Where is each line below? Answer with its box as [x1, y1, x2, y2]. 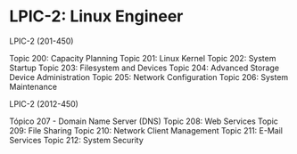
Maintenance [9, 81, 58, 92]
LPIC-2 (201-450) [9, 36, 74, 46]
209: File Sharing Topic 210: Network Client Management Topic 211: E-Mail [9, 125, 284, 135]
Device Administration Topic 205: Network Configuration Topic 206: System [9, 71, 289, 82]
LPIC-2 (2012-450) [9, 98, 78, 109]
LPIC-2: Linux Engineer [9, 6, 184, 27]
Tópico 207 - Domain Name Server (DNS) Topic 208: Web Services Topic [9, 116, 279, 126]
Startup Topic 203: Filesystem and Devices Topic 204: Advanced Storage [9, 62, 279, 73]
